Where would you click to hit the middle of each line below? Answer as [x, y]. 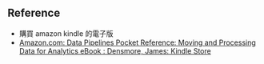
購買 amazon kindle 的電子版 [66, 33]
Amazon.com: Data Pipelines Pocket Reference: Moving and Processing [138, 42]
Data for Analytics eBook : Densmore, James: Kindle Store [115, 50]
